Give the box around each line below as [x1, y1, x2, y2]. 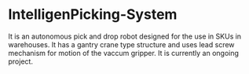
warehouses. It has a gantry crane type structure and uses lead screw [8, 39, 235, 49]
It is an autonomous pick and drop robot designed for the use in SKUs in [8, 31, 242, 41]
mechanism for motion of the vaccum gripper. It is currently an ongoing [8, 48, 240, 57]
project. [8, 57, 34, 66]
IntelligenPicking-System [8, 6, 178, 24]
